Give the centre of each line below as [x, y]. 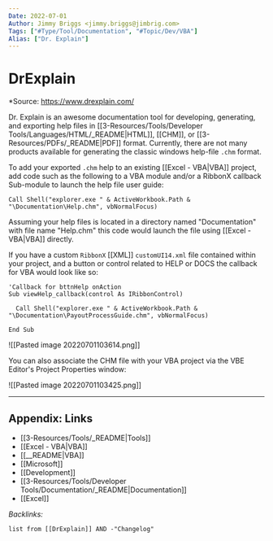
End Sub [22, 330]
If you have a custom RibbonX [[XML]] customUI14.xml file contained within [132, 255]
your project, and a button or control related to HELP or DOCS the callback [133, 264]
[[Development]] [48, 472]
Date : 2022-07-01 [38, 16]
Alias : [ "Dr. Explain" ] [49, 39]
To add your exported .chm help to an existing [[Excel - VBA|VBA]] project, [133, 168]
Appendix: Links [51, 419]
